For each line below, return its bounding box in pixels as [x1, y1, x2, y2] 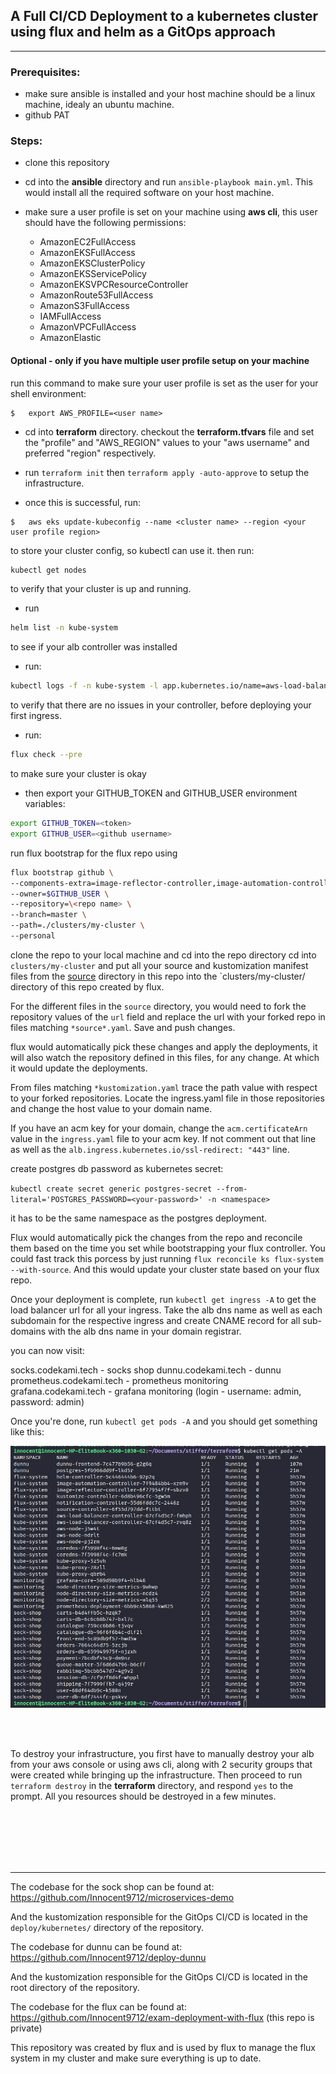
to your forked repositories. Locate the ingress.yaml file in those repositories [10, 1092, 325, 1104]
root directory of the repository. [10, 1982, 140, 1994]
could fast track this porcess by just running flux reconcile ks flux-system [10, 1252, 324, 1264]
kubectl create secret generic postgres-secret [10, 1184, 213, 1194]
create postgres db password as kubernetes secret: [10, 1162, 224, 1174]
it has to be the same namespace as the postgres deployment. [10, 1212, 268, 1224]
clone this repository [24, 157, 110, 169]
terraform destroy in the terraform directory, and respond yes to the [10, 1780, 294, 1792]
